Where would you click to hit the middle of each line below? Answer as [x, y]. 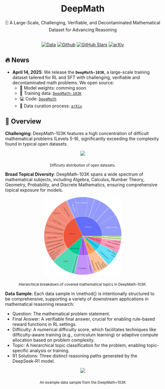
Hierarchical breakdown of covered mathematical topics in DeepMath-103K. [83, 285]
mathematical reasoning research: [40, 304]
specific [20, 351]
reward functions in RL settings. [45, 324]
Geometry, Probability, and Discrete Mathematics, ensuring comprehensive [81, 185]
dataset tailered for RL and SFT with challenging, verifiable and [76, 77]
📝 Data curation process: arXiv [51, 106]
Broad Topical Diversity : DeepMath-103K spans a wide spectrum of [74, 174]
